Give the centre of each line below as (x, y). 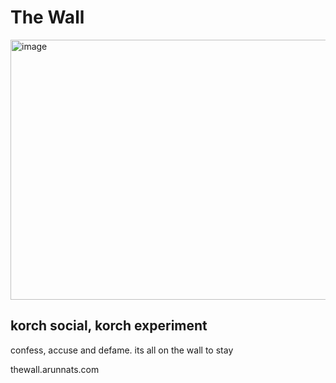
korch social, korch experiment (109, 326)
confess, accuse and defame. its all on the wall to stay (122, 350)
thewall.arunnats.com (55, 369)
